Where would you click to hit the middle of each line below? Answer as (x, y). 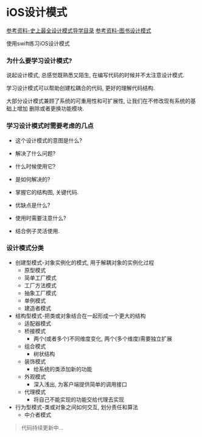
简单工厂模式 (40, 278)
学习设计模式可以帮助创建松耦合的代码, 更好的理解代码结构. (81, 88)
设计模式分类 (25, 248)
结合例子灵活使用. (37, 231)
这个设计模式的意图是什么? (48, 140)
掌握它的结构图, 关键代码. (47, 192)
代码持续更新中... (42, 427)
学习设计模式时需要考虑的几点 (50, 126)
